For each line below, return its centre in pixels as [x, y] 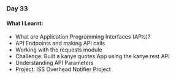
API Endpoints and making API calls [60, 43]
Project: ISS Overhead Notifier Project [63, 69]
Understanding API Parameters [54, 63]
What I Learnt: [25, 23]
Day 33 [17, 9]
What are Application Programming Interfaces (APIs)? [83, 37]
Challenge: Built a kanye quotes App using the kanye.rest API [92, 56]
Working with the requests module [59, 50]
